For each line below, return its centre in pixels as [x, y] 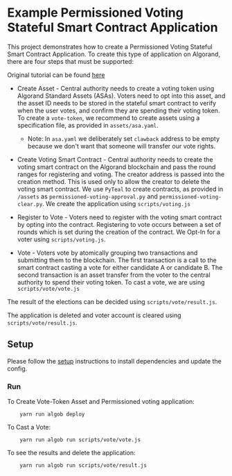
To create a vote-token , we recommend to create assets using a [108, 118]
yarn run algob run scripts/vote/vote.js [80, 440]
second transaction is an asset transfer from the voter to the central [114, 275]
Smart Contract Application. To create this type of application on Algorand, [114, 54]
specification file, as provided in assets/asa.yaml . [88, 125]
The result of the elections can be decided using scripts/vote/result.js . [112, 301]
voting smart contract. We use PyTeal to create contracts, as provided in [120, 189]
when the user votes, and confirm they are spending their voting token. [118, 110]
